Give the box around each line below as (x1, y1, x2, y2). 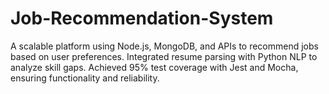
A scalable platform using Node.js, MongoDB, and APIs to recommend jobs (10, 40, 319, 52)
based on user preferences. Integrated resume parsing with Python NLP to (10, 50, 318, 62)
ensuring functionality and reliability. (10, 72, 160, 84)
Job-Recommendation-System (10, 7, 274, 30)
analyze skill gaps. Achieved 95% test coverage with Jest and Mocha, (10, 61, 299, 73)
